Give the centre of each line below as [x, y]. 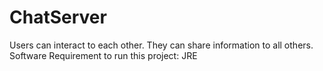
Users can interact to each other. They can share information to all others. [161, 45]
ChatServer [58, 17]
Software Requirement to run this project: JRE [103, 55]
